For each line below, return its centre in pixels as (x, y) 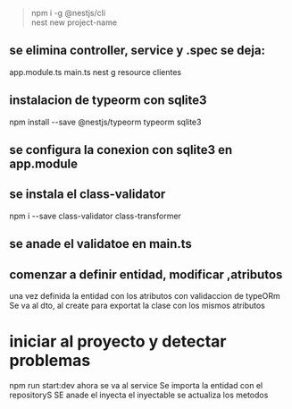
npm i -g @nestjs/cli (68, 13)
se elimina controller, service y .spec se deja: (138, 51)
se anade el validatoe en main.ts (100, 244)
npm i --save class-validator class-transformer (95, 216)
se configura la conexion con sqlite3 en (121, 150)
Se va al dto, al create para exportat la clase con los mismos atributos (137, 306)
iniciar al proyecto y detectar (118, 341)
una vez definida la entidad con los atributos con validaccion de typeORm (145, 296)
